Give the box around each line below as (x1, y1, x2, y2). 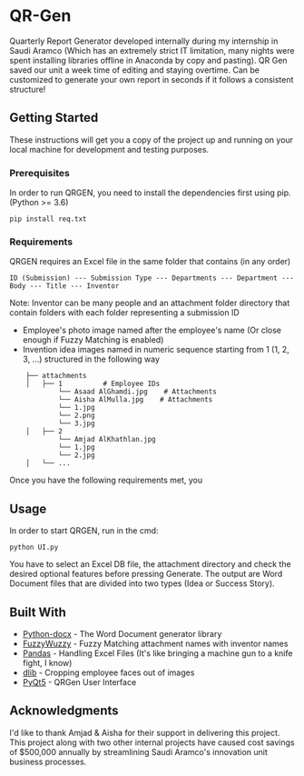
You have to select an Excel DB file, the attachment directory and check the (9, 559, 292, 570)
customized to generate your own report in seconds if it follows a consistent (9, 74, 294, 85)
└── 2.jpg (57, 451, 95, 460)
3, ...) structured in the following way (22, 353, 161, 364)
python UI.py (9, 542, 59, 552)
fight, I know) (22, 657, 73, 668)
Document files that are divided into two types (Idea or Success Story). (9, 578, 275, 589)
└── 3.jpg (57, 419, 95, 428)
